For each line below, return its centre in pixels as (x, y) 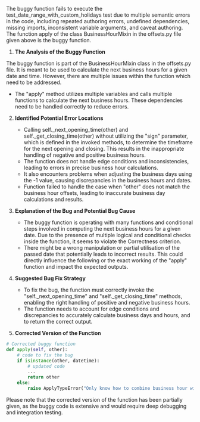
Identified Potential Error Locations (59, 118)
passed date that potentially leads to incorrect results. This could (103, 254)
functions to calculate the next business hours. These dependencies (99, 100)
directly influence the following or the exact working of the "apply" (105, 260)
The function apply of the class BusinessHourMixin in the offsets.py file (94, 34)
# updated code (46, 366)
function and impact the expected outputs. (76, 267)
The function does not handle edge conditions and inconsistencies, (106, 161)
